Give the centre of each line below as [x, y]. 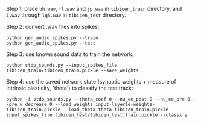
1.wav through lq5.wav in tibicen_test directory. [66, 15]
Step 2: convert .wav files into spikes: [53, 27]
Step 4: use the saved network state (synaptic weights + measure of [91, 82]
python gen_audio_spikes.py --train [52, 38]
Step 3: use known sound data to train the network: [70, 54]
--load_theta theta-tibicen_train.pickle [116, 110]
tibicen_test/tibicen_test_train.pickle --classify [121, 115]
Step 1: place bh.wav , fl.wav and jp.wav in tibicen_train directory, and [94, 9]
